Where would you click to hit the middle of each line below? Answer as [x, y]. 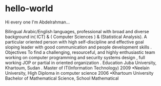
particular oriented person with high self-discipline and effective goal [74, 42]
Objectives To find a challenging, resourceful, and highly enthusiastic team [80, 52]
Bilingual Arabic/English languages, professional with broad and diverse [77, 31]
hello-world [29, 9]
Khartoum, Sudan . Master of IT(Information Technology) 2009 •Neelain [77, 68]
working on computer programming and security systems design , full [75, 57]
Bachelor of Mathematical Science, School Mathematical [62, 78]
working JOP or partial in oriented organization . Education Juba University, [81, 63]
